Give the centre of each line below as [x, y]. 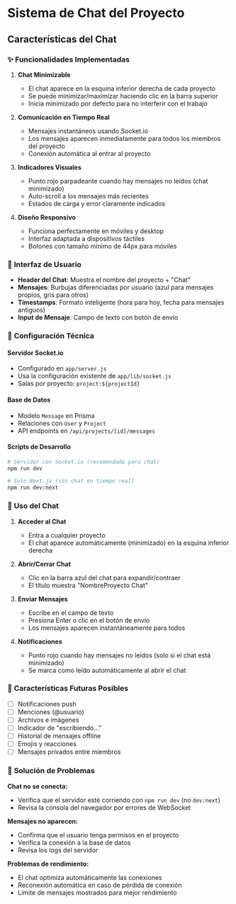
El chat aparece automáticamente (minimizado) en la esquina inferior [129, 543]
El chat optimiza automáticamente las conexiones [90, 877]
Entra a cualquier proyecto [67, 535]
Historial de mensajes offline [59, 736]
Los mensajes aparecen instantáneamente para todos [107, 628]
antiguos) [32, 310]
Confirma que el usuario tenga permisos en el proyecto [98, 835]
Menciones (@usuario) [51, 712]
